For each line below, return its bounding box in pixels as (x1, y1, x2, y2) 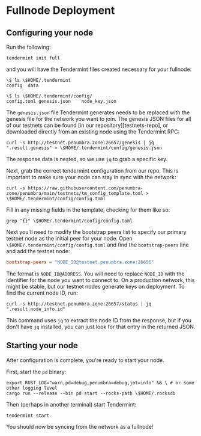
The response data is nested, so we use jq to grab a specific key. (6, 156, 168, 162)
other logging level (6, 385, 58, 391)
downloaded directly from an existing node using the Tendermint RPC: (6, 128, 180, 135)
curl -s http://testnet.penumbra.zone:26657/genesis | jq (6, 140, 154, 146)
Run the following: (6, 43, 51, 51)
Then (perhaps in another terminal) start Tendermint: (6, 401, 137, 408)
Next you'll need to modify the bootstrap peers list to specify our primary (6, 229, 187, 235)
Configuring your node (6, 28, 94, 38)
